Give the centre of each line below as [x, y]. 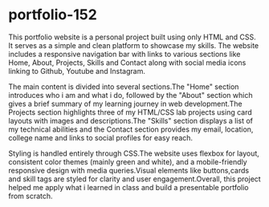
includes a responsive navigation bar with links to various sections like [124, 54]
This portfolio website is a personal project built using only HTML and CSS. [132, 37]
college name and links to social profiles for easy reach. [101, 137]
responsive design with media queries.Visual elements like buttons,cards [129, 170]
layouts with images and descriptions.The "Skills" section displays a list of [131, 120]
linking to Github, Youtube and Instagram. [77, 71]
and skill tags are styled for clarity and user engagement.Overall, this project [134, 179]
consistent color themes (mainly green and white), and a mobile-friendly [128, 161]
